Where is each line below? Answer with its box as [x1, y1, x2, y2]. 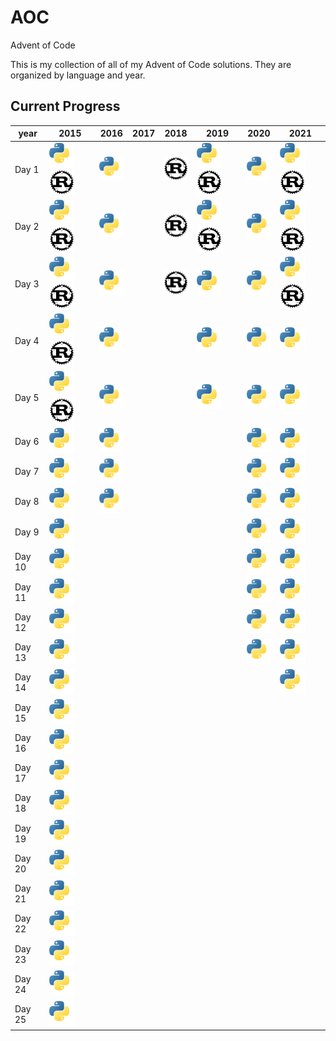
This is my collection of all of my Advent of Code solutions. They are [10, 58, 292, 70]
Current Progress [10, 98, 121, 115]
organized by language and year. [10, 69, 146, 81]
